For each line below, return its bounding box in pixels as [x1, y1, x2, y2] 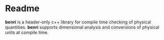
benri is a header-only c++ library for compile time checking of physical [5, 19, 151, 25]
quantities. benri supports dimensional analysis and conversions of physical [5, 24, 160, 30]
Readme [5, 3, 40, 14]
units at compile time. [5, 29, 49, 35]
